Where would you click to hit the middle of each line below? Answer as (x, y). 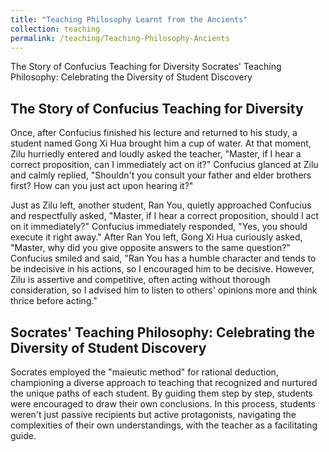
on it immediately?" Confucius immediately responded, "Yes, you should (159, 227)
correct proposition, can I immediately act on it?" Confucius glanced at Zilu (164, 165)
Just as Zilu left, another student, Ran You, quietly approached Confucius (161, 205)
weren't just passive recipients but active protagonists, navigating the (153, 414)
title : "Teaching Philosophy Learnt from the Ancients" (129, 19)
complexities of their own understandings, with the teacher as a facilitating (164, 425)
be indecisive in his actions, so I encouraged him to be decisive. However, (162, 269)
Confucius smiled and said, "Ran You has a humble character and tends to (163, 258)
